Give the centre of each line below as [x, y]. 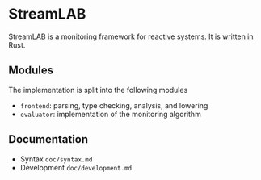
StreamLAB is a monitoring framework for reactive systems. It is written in [131, 36]
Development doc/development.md [76, 167]
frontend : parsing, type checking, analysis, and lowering [114, 105]
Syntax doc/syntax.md [56, 159]
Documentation [48, 139]
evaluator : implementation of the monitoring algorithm [111, 114]
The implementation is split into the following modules [98, 90]
